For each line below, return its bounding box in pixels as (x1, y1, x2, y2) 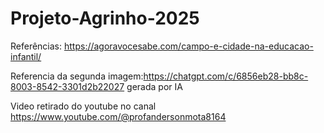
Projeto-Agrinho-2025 (10, 7, 200, 30)
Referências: (10, 40, 63, 52)
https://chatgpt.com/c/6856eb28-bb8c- (143, 70, 309, 82)
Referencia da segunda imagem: (10, 70, 144, 82)
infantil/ (10, 50, 42, 62)
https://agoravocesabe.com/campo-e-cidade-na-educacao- (63, 40, 314, 52)
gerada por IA (126, 80, 183, 92)
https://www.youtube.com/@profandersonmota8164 (10, 110, 227, 122)
